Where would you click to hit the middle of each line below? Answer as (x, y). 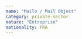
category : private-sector (37, 17)
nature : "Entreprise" (32, 22)
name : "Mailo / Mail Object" (41, 11)
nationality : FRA (27, 27)
